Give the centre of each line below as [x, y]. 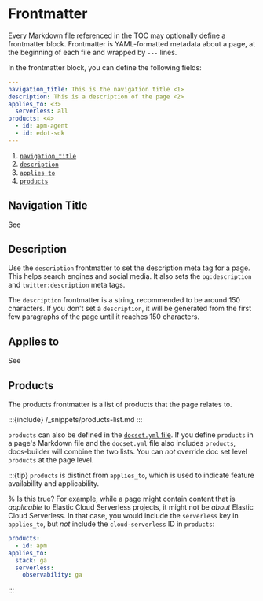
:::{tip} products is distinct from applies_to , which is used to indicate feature [131, 475]
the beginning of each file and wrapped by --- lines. [93, 52]
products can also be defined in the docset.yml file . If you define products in [131, 435]
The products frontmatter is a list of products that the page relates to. [121, 404]
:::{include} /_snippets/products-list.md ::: [75, 420]
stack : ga [31, 560]
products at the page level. [51, 460]
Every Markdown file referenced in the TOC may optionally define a [117, 35]
